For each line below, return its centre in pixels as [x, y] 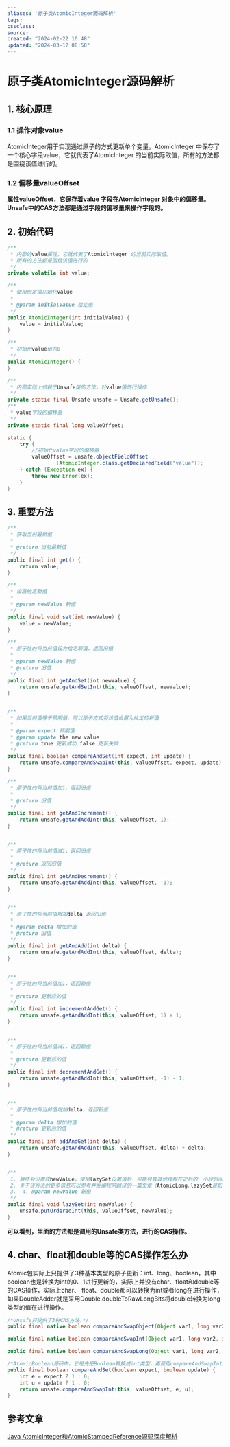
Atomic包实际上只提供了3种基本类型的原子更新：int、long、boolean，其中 [112, 1273]
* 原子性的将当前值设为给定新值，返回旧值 [62, 649]
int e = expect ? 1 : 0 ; [55, 1376]
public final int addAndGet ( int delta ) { [67, 1142]
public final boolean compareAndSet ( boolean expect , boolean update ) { [111, 1370]
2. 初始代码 [30, 232]
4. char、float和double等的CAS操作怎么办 [98, 1255]
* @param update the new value [54, 737]
